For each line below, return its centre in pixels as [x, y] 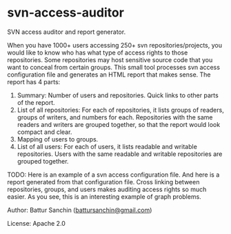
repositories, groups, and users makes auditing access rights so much [107, 189]
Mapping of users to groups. [58, 139]
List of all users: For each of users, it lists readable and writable [107, 146]
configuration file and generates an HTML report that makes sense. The [109, 75]
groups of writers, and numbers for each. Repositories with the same [115, 117]
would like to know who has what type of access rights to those [98, 52]
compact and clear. [44, 132]
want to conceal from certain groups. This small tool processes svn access [114, 67]
